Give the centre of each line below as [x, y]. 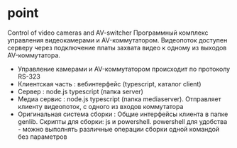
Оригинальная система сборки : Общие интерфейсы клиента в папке [123, 114]
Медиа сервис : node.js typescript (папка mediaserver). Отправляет [119, 99]
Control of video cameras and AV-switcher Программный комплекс [108, 33]
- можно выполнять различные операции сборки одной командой [118, 129]
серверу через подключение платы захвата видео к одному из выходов [117, 47]
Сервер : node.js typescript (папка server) [81, 91]
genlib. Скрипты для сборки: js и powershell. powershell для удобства [122, 121]
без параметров [42, 137]
